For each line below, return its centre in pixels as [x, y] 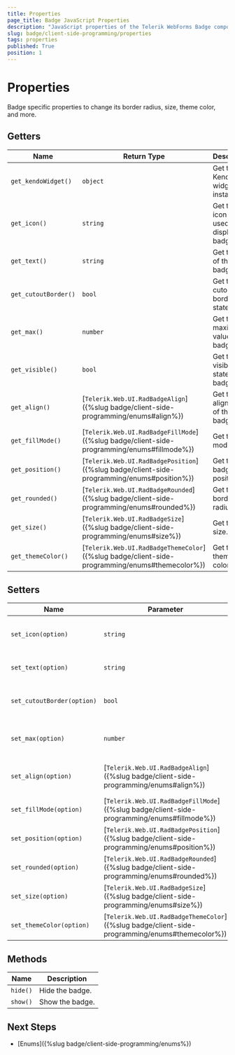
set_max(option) [38, 739]
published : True [31, 46]
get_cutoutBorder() [43, 294]
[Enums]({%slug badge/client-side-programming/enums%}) [104, 1044]
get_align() [31, 407]
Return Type [144, 156]
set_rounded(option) [45, 867]
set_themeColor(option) [50, 925]
